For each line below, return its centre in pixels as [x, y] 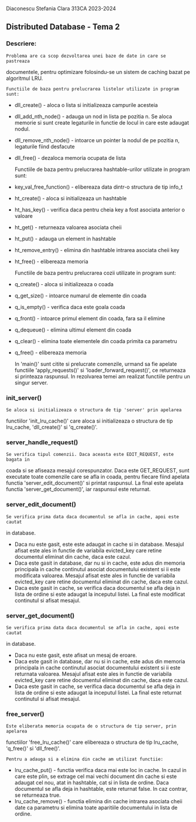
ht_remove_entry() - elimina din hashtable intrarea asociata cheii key [97, 250]
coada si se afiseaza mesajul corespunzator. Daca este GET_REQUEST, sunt [98, 471]
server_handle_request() [42, 442]
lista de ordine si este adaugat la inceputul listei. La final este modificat [100, 594]
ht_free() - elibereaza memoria [51, 261]
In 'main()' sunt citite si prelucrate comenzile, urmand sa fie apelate [96, 364]
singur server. [31, 383]
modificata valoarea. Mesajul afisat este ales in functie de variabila [95, 575]
